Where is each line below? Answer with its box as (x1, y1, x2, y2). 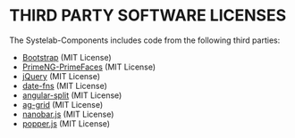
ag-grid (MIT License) (21, 99, 104, 110)
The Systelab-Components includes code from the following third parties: (9, 35, 281, 45)
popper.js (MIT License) (21, 118, 110, 129)
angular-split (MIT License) (21, 90, 122, 101)
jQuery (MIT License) (21, 70, 101, 81)
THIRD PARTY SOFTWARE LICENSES (9, 5, 287, 26)
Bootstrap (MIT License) (21, 52, 112, 62)
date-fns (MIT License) (21, 80, 107, 91)
